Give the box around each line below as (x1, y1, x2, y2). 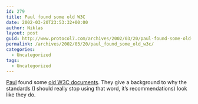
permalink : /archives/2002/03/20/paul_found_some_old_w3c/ (6, 41, 154, 47)
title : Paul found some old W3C (6, 14, 85, 20)
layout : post (6, 30, 38, 36)
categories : (6, 47, 35, 53)
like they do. (6, 91, 36, 98)
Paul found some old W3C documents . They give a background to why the (6, 79, 187, 86)
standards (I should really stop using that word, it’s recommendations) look (6, 85, 187, 92)
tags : (6, 57, 19, 63)
